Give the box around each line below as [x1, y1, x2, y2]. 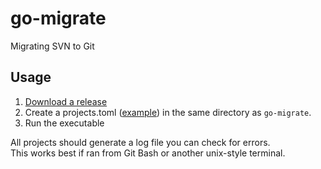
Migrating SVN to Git [10, 40, 95, 52]
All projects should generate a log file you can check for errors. [10, 136, 271, 148]
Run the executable [24, 117, 105, 129]
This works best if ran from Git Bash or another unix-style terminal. [10, 147, 286, 159]
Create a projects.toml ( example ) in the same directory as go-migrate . [24, 106, 312, 118]
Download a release [24, 95, 108, 107]
